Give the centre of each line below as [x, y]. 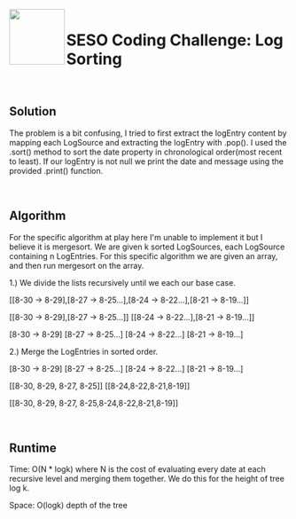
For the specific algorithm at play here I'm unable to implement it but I [136, 237]
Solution [33, 111]
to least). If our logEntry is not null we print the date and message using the [146, 161]
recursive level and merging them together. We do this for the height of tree [147, 479]
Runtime [33, 448]
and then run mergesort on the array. [77, 265]
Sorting [94, 59]
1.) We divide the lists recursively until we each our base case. [123, 282]
